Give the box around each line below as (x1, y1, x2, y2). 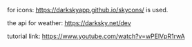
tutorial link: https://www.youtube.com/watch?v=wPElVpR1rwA (7, 32, 185, 40)
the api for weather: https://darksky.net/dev (7, 19, 131, 27)
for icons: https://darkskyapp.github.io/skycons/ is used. (7, 6, 169, 14)
